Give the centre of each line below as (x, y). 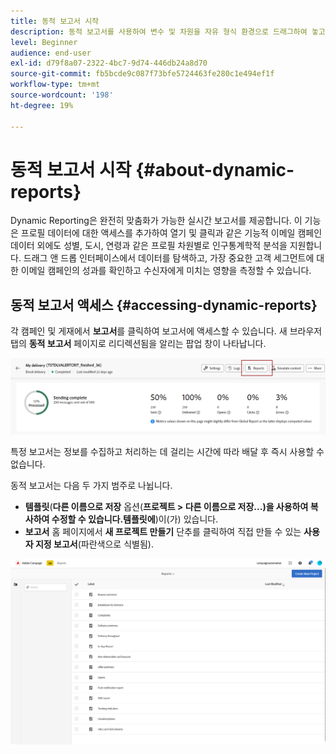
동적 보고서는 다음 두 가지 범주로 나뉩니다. (91, 485)
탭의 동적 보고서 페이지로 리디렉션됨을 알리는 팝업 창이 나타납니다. (138, 344)
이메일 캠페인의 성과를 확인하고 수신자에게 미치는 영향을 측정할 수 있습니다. (166, 271)
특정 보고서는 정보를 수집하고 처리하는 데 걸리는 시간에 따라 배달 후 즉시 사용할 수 (167, 451)
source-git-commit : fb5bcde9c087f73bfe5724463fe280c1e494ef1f (142, 74)
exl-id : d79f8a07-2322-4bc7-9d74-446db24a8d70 (109, 63)
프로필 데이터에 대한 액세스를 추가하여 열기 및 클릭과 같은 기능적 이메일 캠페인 (171, 233)
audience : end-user (51, 53)
